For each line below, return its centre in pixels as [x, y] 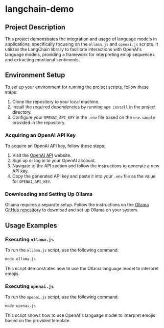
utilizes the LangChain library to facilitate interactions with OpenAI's [73, 49]
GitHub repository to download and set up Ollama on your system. [72, 210]
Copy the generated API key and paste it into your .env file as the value [84, 176]
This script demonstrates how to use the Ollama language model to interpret [82, 268]
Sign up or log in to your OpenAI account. [54, 161]
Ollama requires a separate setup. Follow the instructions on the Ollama [77, 205]
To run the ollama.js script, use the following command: [62, 250]
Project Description [35, 27]
